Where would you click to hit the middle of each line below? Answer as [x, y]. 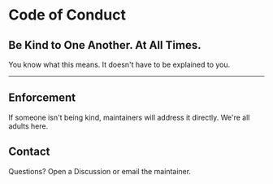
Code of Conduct [67, 15]
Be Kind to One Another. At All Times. [105, 45]
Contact [29, 152]
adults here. [28, 126]
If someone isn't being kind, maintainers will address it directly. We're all [129, 117]
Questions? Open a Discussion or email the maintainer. [100, 171]
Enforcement [42, 98]
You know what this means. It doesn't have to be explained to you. [119, 64]
